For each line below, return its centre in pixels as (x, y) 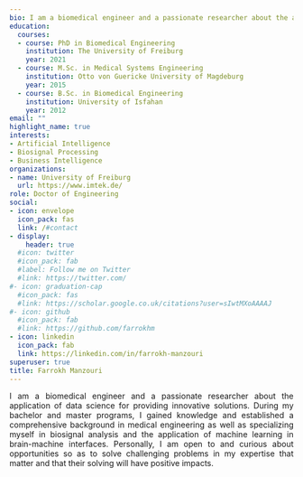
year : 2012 (46, 110)
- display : (30, 236)
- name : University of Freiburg (70, 177)
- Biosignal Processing (54, 152)
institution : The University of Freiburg (104, 51)
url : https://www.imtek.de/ (70, 186)
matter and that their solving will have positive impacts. (112, 463)
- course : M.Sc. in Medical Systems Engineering (110, 69)
